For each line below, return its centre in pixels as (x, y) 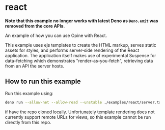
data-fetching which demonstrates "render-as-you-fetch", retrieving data (79, 61)
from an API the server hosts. (35, 66)
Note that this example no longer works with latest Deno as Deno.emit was (82, 21)
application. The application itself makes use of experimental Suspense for (81, 55)
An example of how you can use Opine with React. (56, 35)
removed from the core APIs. (35, 26)
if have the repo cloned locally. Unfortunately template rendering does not (80, 112)
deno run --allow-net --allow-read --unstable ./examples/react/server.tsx (84, 102)
